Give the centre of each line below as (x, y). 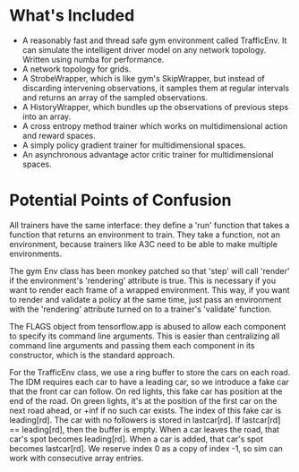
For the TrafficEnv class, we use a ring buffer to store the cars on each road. (150, 372)
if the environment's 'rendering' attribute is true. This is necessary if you (142, 280)
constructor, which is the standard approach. (92, 355)
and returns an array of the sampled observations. (115, 97)
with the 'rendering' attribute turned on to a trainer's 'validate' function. (141, 309)
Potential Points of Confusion (120, 200)
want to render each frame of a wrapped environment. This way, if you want (149, 290)
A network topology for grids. (77, 69)
